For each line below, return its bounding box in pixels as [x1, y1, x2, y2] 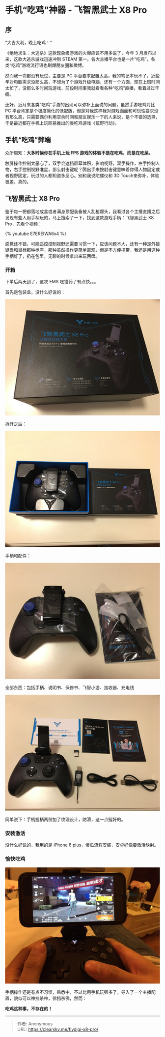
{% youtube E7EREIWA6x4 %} [5, 231, 67, 237]
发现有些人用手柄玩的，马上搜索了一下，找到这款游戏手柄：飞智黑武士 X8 [5, 214, 154, 220]
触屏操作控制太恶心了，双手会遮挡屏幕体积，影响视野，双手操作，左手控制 [5, 160, 156, 166]
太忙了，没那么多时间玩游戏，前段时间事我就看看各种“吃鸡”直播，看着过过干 [5, 85, 160, 91]
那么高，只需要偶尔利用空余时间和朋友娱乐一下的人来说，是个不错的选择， [9, 114, 160, 119]
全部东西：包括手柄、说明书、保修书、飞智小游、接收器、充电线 [5, 684, 134, 690]
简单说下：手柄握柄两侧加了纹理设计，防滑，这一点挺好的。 [5, 816, 126, 822]
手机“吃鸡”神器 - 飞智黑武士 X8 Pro [5, 4, 147, 16]
